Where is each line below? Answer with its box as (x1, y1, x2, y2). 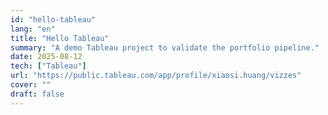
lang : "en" (10, 24, 56, 34)
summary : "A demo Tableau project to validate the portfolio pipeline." (10, 42, 320, 53)
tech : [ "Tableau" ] (10, 61, 87, 71)
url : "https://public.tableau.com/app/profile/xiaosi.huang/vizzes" (10, 71, 302, 81)
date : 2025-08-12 (10, 52, 83, 62)
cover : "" (10, 80, 52, 90)
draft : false (10, 89, 65, 99)
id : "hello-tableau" (10, 14, 97, 25)
